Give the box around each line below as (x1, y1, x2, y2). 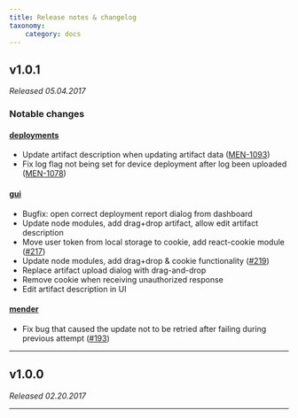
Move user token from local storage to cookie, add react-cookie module (21, 236, 286, 247)
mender (9, 304, 39, 314)
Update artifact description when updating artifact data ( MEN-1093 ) (21, 150, 271, 160)
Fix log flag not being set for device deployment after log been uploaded (21, 159, 287, 169)
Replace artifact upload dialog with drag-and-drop (21, 265, 207, 275)
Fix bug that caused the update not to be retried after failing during (21, 323, 267, 334)
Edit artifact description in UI (21, 283, 127, 294)
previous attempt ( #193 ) (21, 333, 111, 344)
